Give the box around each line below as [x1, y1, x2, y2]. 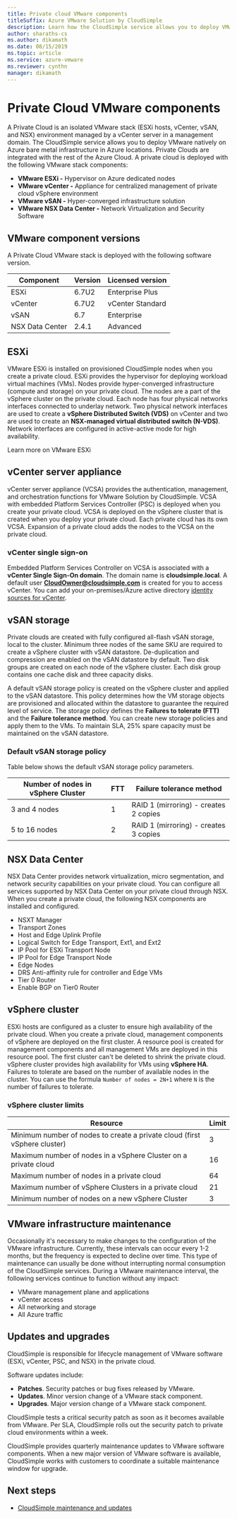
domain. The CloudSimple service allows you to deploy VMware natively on [7, 138, 226, 147]
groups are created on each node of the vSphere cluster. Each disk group [7, 662, 221, 671]
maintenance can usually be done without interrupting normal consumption [7, 1259, 226, 1268]
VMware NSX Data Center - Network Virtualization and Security [17, 204, 205, 213]
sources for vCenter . [7, 594, 67, 602]
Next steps [7, 1484, 56, 1497]
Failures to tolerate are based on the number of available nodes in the [7, 1067, 209, 1076]
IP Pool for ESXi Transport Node [17, 946, 111, 954]
